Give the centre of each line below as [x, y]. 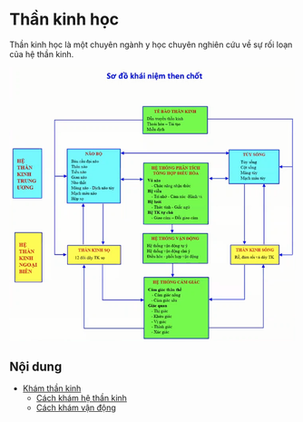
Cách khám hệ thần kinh [81, 398]
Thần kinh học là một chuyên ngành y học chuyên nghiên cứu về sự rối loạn [151, 44]
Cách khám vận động [76, 407]
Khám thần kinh [52, 388]
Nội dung [36, 366]
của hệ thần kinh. [42, 54]
